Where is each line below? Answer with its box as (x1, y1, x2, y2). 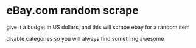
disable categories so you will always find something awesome (6, 35, 164, 42)
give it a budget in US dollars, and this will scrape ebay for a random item (6, 23, 190, 31)
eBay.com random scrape (6, 4, 139, 17)
